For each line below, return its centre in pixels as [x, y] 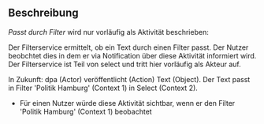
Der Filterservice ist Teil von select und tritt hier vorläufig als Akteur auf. [125, 64]
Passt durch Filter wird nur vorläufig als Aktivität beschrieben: [108, 32]
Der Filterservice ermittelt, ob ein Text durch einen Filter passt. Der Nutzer [128, 47]
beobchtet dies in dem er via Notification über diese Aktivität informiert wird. [132, 55]
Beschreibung [43, 13]
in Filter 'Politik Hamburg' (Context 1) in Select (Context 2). [103, 88]
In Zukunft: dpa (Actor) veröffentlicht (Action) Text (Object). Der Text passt [129, 79]
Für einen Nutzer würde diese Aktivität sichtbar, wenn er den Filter [127, 103]
